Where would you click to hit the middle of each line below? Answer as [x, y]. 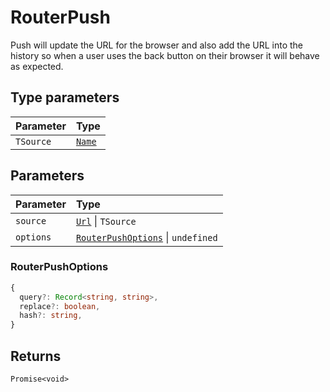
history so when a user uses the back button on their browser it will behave [165, 55]
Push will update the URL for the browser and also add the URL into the [157, 45]
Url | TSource [106, 221]
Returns [36, 356]
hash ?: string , [51, 316]
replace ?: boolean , [60, 306]
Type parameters [65, 97]
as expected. [37, 66]
